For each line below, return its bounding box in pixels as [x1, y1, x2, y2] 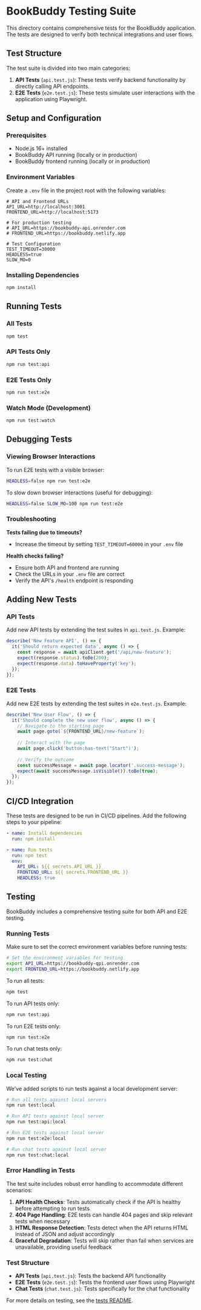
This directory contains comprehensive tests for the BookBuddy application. [6, 24, 196, 32]
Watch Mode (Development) [6, 404, 91, 412]
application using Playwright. [15, 95, 88, 102]
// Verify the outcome [17, 756, 74, 763]
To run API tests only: [6, 1000, 60, 1007]
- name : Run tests [6, 846, 53, 853]
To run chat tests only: [6, 1045, 62, 1052]
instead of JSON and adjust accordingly [15, 1230, 115, 1237]
